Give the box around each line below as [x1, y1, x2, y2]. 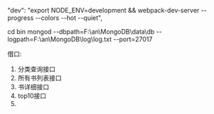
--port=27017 [113, 35, 153, 43]
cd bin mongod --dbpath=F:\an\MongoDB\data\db [7, 28, 155, 36]
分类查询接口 [17, 65, 55, 73]
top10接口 [17, 92, 47, 100]
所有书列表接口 [17, 74, 62, 82]
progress [7, 14, 34, 22]
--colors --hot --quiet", [35, 14, 103, 22]
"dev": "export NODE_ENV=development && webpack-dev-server [7, 6, 200, 14]
